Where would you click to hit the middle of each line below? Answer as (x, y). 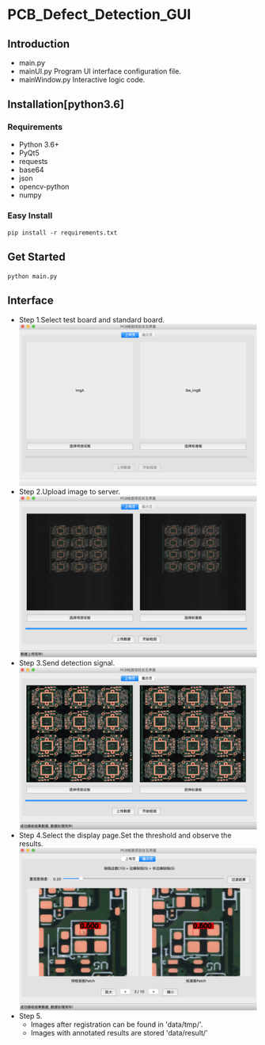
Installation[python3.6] (66, 105)
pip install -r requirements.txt (62, 233)
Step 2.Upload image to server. (69, 491)
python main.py (32, 276)
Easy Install (30, 215)
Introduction (39, 44)
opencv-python (44, 186)
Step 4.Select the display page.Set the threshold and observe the (125, 835)
